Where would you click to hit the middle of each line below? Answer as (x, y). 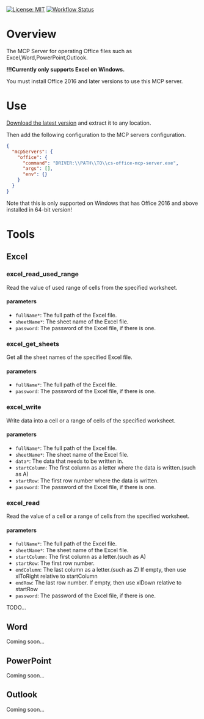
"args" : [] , (38, 169)
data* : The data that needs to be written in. (69, 461)
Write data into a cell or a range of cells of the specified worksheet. (91, 420)
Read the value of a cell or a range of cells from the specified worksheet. (98, 516)
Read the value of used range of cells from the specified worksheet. (92, 287)
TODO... (16, 608)
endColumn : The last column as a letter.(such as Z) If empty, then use (100, 570)
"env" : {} (35, 174)
